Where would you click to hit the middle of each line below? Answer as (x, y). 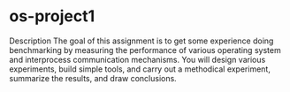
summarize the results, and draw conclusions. (93, 78)
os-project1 (52, 16)
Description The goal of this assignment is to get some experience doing (141, 41)
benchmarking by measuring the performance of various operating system (145, 50)
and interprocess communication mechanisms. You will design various (137, 59)
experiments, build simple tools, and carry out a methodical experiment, (140, 69)
